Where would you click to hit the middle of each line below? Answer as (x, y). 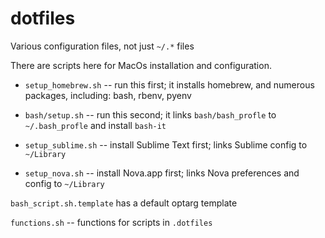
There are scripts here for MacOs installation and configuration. (141, 65)
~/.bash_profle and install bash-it (95, 125)
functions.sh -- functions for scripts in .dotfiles (111, 222)
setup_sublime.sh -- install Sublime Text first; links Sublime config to (166, 144)
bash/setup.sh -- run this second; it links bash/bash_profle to (150, 114)
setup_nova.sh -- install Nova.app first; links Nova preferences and (162, 173)
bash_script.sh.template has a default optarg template (124, 203)
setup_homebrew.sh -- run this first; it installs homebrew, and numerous (169, 84)
